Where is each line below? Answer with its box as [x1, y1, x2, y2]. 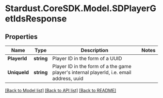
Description [81, 47, 109, 53]
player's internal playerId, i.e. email [52, 69, 132, 76]
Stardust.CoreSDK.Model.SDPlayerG [5, 3, 157, 14]
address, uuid [52, 75, 83, 82]
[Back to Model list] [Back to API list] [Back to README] [5, 88, 116, 93]
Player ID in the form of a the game [52, 63, 132, 69]
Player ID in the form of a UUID [52, 55, 122, 62]
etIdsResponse [5, 13, 67, 24]
